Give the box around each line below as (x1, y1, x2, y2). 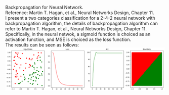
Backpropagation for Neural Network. (5, 5, 83, 10)
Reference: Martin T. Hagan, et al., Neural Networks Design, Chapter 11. (5, 10, 154, 16)
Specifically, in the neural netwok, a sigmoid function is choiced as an (5, 31, 151, 37)
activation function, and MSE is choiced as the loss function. (5, 36, 132, 42)
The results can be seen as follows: (5, 42, 79, 47)
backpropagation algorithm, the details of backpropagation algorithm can (5, 20, 158, 26)
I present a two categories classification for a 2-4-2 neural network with (5, 15, 155, 21)
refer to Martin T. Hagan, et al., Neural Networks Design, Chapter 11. (5, 26, 147, 32)
